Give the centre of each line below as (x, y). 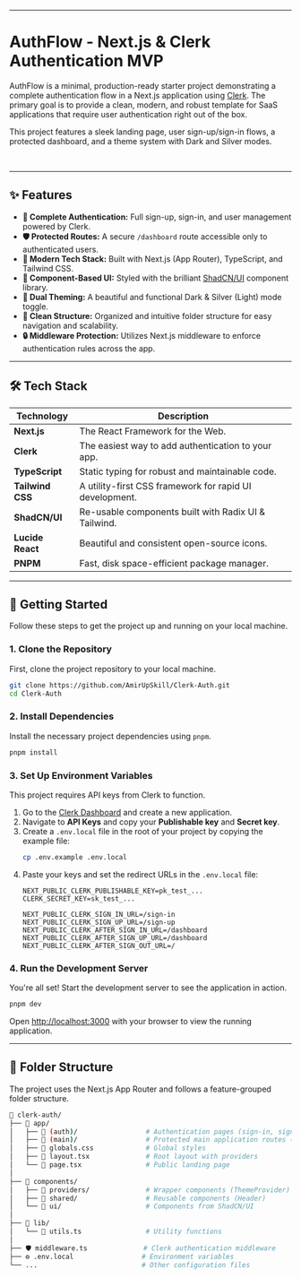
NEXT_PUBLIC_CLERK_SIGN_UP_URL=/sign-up (99, 922)
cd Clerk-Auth (36, 694)
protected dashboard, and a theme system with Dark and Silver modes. (141, 141)
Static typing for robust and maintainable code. (178, 471)
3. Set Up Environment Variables (81, 775)
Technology (43, 416)
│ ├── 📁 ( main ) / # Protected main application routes (148, 1140)
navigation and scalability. (70, 325)
